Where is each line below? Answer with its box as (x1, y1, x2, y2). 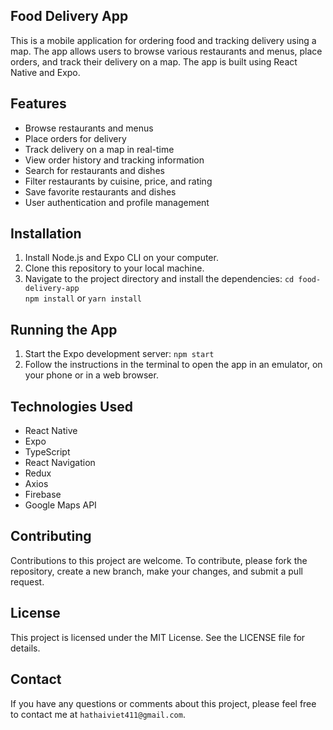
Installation (10, 225, 82, 243)
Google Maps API (24, 499, 97, 511)
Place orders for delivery (24, 132, 127, 144)
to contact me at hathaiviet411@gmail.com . (10, 708, 186, 720)
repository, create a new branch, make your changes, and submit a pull (10, 565, 303, 577)
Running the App (10, 321, 118, 338)
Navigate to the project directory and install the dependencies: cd (24, 273, 295, 285)
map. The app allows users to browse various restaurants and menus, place (10, 45, 323, 57)
